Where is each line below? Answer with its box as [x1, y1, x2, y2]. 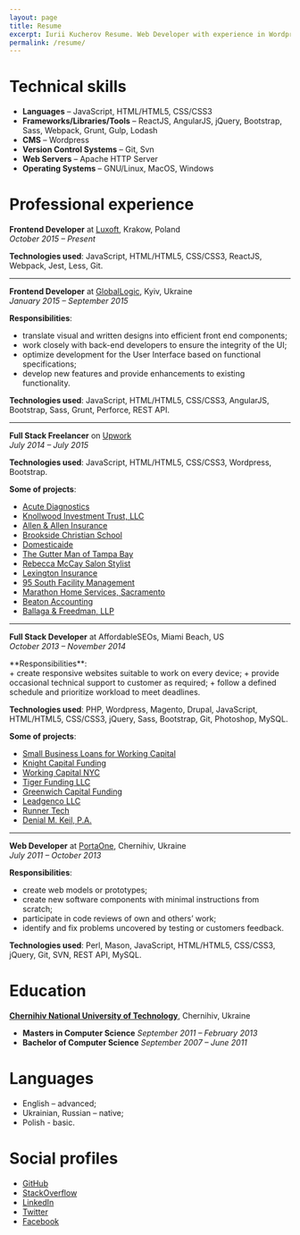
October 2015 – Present [9, 233, 96, 244]
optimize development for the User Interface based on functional [21, 350, 262, 360]
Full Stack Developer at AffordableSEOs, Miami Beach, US [9, 631, 225, 642]
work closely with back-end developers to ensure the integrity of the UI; [21, 340, 287, 351]
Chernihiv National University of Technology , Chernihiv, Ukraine [9, 1011, 251, 1021]
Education [9, 981, 87, 1002]
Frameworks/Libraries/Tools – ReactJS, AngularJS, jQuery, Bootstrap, [21, 115, 283, 126]
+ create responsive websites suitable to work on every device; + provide [9, 668, 279, 679]
